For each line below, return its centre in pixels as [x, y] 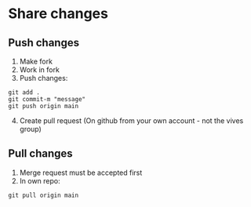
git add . [24, 93]
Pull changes [40, 154]
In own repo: [40, 180]
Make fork [36, 61]
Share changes [58, 14]
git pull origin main [44, 195]
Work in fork [40, 70]
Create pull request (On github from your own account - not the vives [131, 121]
